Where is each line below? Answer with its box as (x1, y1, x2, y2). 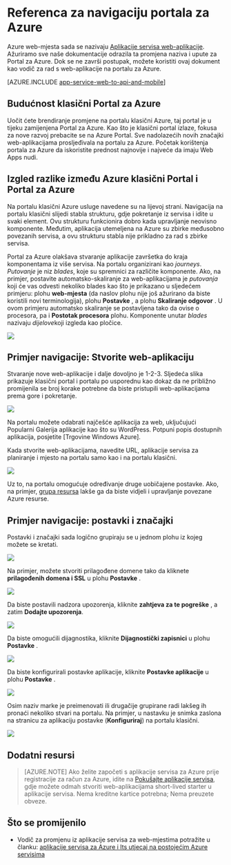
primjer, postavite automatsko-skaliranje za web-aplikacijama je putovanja (7, 275, 219, 283)
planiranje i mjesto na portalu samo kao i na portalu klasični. (7, 454, 177, 462)
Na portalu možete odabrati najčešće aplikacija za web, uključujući (7, 418, 197, 427)
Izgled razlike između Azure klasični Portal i (7, 173, 199, 185)
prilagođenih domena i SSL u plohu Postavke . (7, 574, 141, 582)
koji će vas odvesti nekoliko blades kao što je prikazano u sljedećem (7, 281, 201, 290)
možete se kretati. (7, 541, 59, 549)
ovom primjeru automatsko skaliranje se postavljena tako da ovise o (7, 304, 200, 312)
